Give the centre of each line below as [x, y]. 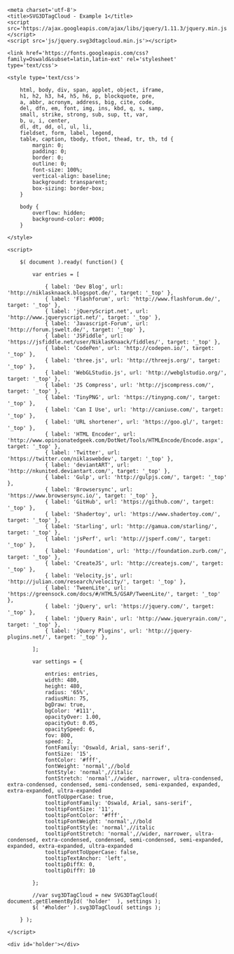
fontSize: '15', [68, 754]
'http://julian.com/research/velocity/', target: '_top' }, [97, 582]
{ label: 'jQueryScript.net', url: [97, 311]
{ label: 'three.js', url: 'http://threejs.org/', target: [132, 360]
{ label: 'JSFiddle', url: [84, 336]
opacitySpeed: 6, [70, 729]
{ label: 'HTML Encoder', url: [90, 434]
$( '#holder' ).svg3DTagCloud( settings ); [97, 908]
